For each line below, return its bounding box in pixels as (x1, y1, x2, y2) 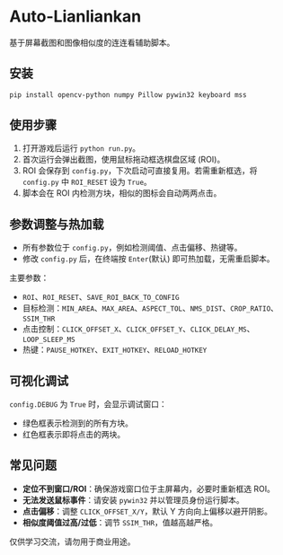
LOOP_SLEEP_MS (22, 335, 75, 345)
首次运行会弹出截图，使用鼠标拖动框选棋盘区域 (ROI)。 (22, 154, 226, 165)
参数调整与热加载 (9, 216, 104, 232)
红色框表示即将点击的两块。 (22, 429, 126, 440)
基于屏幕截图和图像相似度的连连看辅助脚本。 (9, 37, 175, 48)
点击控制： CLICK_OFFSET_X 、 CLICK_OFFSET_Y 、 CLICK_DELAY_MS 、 (22, 323, 255, 334)
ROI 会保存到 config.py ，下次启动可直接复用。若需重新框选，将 (22, 165, 258, 176)
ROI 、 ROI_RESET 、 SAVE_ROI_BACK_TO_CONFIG (22, 292, 180, 303)
